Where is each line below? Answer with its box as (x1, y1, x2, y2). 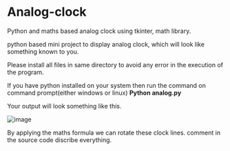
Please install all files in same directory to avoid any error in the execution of (7, 60, 224, 69)
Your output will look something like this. (7, 102, 122, 110)
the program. (7, 68, 44, 76)
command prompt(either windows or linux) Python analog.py (7, 89, 182, 97)
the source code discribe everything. (7, 135, 112, 144)
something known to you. (7, 47, 79, 56)
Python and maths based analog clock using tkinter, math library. (7, 27, 191, 35)
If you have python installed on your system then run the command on (7, 81, 207, 89)
